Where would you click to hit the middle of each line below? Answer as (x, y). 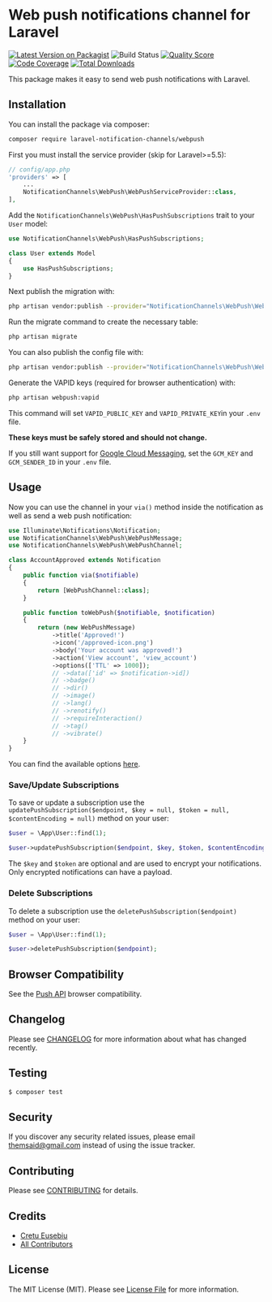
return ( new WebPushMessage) (87, 628)
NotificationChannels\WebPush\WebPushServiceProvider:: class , (130, 192)
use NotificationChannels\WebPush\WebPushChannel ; (96, 546)
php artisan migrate (43, 337)
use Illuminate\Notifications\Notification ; (85, 530)
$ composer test (36, 1092)
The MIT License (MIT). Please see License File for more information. (123, 1289)
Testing (28, 1073)
